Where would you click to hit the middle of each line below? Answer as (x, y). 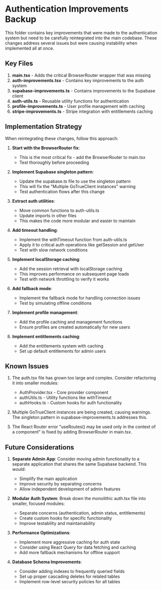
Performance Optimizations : (41, 533)
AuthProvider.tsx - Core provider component (64, 393)
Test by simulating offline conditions (56, 303)
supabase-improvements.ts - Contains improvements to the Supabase (84, 90)
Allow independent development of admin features (70, 489)
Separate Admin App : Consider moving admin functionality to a (76, 459)
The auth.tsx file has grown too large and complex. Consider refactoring (84, 378)
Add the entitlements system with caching (61, 346)
